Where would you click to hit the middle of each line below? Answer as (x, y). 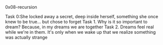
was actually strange (27, 37)
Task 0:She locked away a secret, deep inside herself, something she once (82, 16)
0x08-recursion (21, 7)
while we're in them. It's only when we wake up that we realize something (81, 32)
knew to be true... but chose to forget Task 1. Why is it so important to (76, 22)
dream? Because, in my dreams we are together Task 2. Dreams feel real (80, 27)
